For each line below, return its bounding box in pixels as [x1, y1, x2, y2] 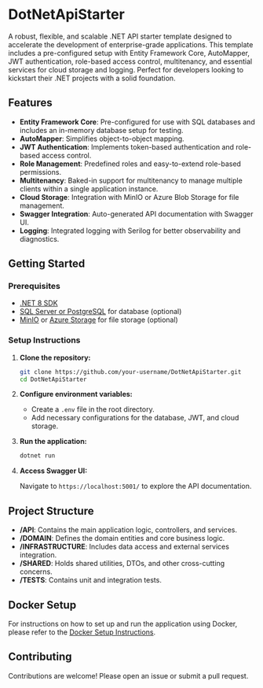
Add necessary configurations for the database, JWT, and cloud [31, 413, 239, 423]
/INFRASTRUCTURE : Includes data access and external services [19, 542, 230, 552]
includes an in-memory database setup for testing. [19, 125, 184, 135]
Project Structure [8, 504, 94, 517]
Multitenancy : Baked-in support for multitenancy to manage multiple [19, 176, 243, 185]
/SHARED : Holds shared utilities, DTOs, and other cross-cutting [19, 559, 225, 568]
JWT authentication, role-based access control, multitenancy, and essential [8, 57, 253, 66]
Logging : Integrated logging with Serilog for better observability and [19, 226, 241, 235]
